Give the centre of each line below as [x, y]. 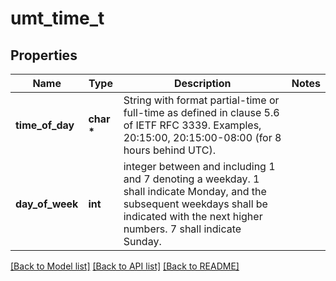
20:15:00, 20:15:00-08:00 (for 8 [202, 137]
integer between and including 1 [199, 166]
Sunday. [142, 241]
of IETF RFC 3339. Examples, [192, 125]
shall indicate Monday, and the [195, 191]
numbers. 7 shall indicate [182, 229]
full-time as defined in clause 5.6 [201, 112]
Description [203, 83]
